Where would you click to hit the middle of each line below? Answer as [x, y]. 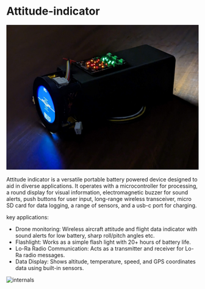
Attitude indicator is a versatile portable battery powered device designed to [102, 179]
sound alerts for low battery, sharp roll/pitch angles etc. [85, 235]
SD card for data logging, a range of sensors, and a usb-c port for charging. [102, 205]
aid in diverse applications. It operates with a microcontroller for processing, [102, 186]
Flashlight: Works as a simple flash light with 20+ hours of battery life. [103, 242]
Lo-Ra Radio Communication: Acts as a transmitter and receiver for [99, 248]
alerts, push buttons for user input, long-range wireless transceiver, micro [99, 199]
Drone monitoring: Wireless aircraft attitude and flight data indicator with [106, 229]
